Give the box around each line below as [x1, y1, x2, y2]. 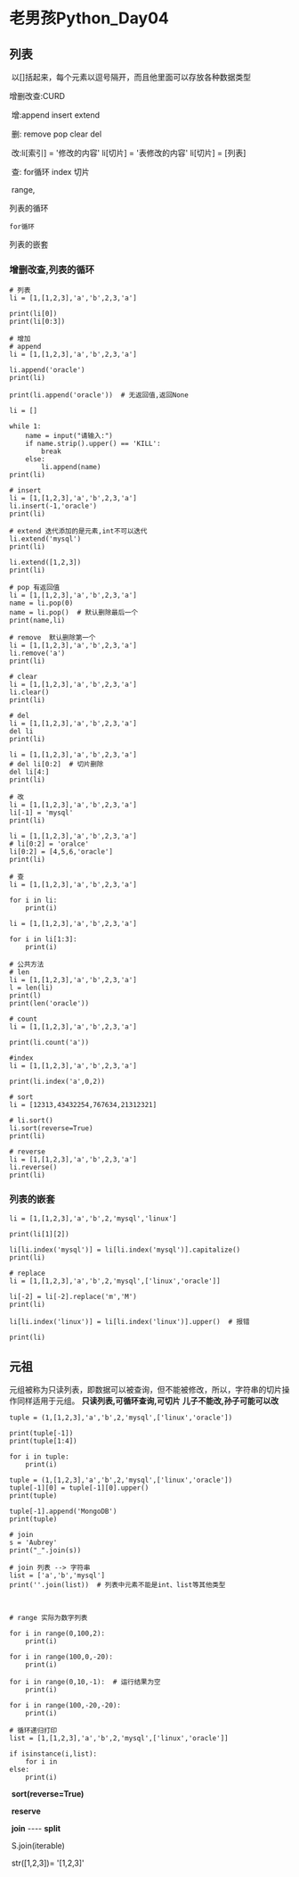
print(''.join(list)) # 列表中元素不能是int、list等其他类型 [9, 1581, 226, 1590]
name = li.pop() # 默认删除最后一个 [9, 608, 139, 617]
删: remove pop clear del [11, 128, 102, 139]
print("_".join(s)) [9, 1546, 82, 1555]
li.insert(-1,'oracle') [9, 501, 98, 511]
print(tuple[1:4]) [9, 1437, 77, 1446]
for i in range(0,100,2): [9, 1629, 105, 1638]
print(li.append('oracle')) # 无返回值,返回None [9, 391, 189, 400]
